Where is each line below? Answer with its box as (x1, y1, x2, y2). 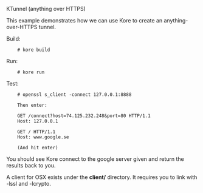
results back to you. (6, 162, 56, 169)
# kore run (17, 69, 45, 75)
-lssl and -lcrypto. (6, 180, 52, 187)
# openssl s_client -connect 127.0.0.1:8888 (17, 92, 132, 98)
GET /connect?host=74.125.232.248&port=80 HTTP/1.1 (17, 113, 151, 119)
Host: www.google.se (17, 134, 69, 140)
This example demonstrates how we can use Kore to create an (6, 17, 163, 24)
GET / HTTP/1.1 (17, 129, 56, 135)
